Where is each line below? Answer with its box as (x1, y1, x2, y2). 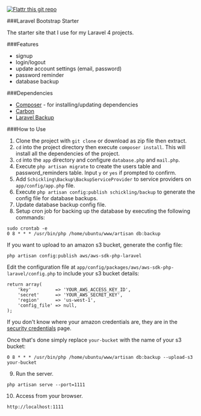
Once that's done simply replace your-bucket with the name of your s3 (7, 337, 182, 343)
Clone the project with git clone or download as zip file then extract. (15, 137, 187, 144)
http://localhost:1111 (7, 404, 64, 410)
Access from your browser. (15, 393, 83, 399)
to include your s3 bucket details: (57, 270, 140, 277)
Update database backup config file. (15, 201, 107, 208)
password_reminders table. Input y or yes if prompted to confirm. (15, 169, 177, 176)
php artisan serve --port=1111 (7, 382, 85, 388)
